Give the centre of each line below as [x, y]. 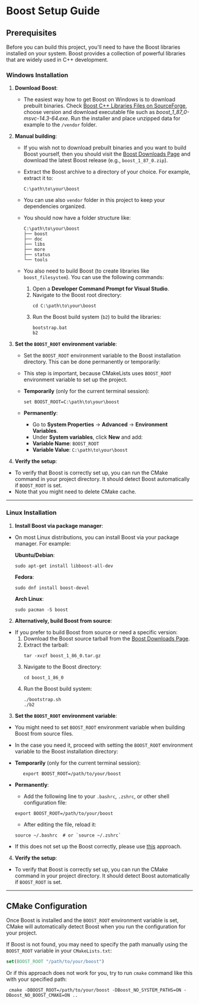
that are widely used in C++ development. [57, 60]
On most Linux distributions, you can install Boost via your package [97, 537]
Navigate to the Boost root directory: [77, 295]
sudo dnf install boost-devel [52, 588]
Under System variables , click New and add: [88, 437]
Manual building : [36, 136]
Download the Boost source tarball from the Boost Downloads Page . [107, 638]
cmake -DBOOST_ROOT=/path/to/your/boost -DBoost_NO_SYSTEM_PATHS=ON [95, 990]
